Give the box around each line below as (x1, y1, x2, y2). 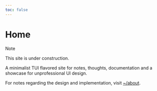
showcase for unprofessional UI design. (5, 70, 87, 76)
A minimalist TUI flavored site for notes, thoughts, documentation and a (5, 64, 152, 70)
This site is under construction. (5, 55, 69, 61)
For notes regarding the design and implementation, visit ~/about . (5, 79, 141, 85)
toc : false (5, 7, 28, 12)
